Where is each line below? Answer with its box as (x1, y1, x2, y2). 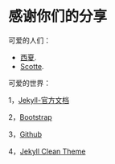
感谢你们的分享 (8, 7, 108, 26)
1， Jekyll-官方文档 (8, 95, 70, 105)
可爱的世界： (8, 78, 51, 88)
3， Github (8, 129, 43, 139)
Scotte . (19, 61, 44, 71)
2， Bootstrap (8, 112, 52, 121)
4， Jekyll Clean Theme (8, 146, 86, 156)
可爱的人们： (8, 35, 51, 45)
